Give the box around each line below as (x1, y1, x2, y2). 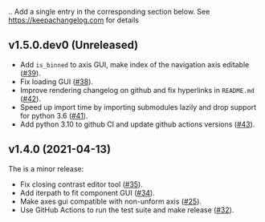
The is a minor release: (8, 163, 84, 173)
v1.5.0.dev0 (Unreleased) (8, 38, 139, 52)
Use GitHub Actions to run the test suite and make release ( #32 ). (19, 204, 234, 215)
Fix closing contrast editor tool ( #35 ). (19, 180, 143, 189)
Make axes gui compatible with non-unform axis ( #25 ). (19, 196, 202, 206)
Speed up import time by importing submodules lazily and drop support (19, 102, 257, 111)
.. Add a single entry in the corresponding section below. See (8, 7, 210, 16)
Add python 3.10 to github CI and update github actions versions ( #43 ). (19, 119, 255, 129)
